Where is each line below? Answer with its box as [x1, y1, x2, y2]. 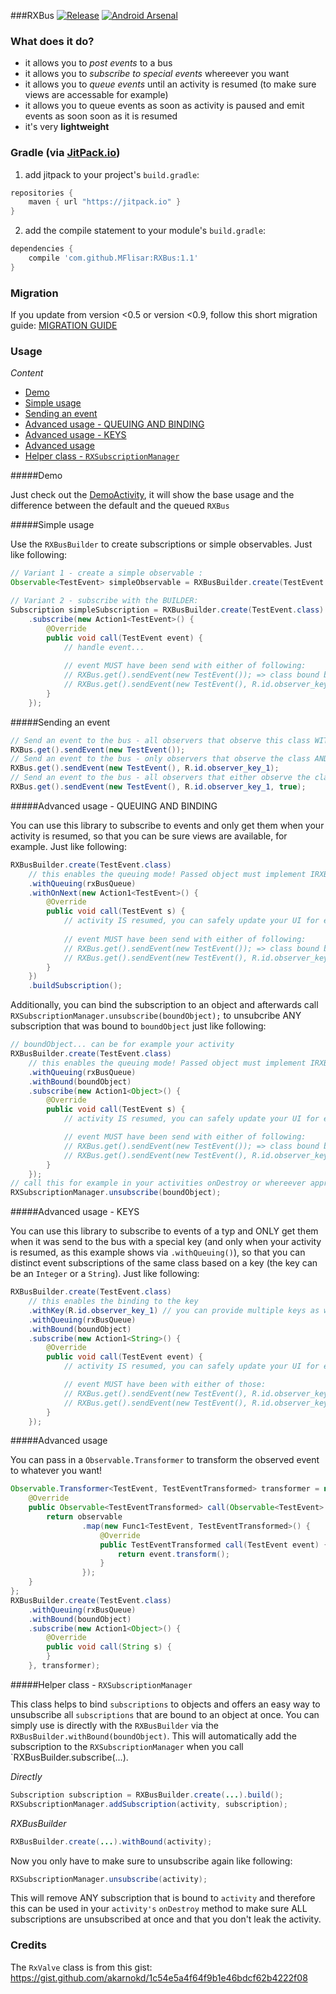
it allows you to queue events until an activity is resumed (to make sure [24, 78, 317, 90]
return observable [46, 1512, 123, 1522]
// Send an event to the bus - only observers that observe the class [10, 754, 311, 764]
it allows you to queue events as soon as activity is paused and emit [24, 100, 305, 112]
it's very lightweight [24, 121, 110, 133]
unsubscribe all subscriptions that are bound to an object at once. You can [10, 1708, 320, 1720]
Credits [10, 1938, 47, 1952]
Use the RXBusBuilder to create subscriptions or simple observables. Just [10, 538, 313, 550]
